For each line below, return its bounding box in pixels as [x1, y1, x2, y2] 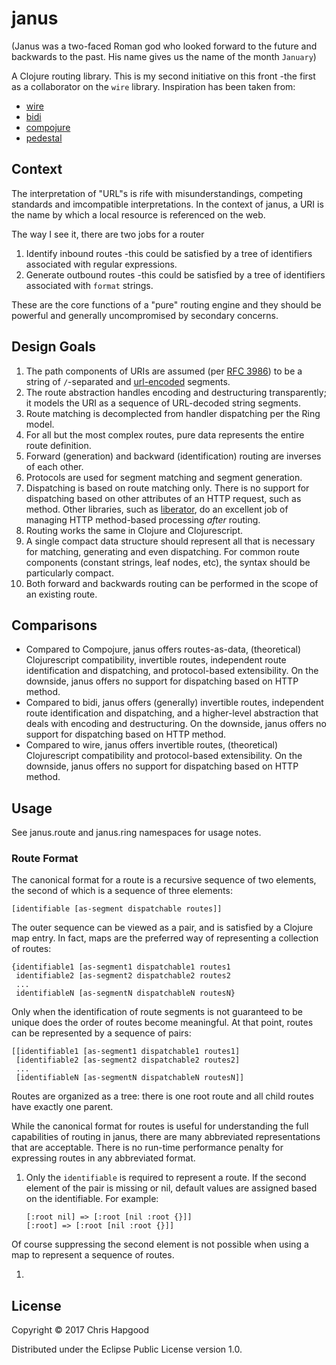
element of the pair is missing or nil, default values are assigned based [25, 1182, 318, 1194]
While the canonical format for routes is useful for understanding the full [11, 1120, 309, 1132]
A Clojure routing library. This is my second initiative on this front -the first [11, 70, 316, 82]
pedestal [25, 132, 63, 144]
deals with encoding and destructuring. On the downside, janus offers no [25, 718, 328, 730]
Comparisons [11, 617, 98, 634]
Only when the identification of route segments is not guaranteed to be [11, 1006, 304, 1018]
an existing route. [25, 588, 98, 600]
